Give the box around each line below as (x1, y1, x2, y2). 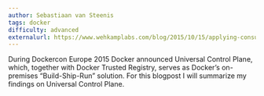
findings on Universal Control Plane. (8, 80, 125, 89)
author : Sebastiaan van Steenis (8, 11, 114, 20)
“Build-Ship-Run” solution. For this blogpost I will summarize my (39, 71, 247, 80)
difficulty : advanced (8, 26, 79, 34)
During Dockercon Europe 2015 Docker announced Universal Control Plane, (8, 55, 253, 64)
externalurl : (8, 33, 51, 41)
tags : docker (8, 19, 51, 27)
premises (8, 71, 38, 80)
